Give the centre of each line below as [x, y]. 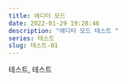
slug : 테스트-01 [33, 46]
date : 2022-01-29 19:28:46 [54, 23]
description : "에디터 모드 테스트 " [64, 31]
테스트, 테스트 [30, 70]
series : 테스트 [32, 38]
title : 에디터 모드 [37, 16]
